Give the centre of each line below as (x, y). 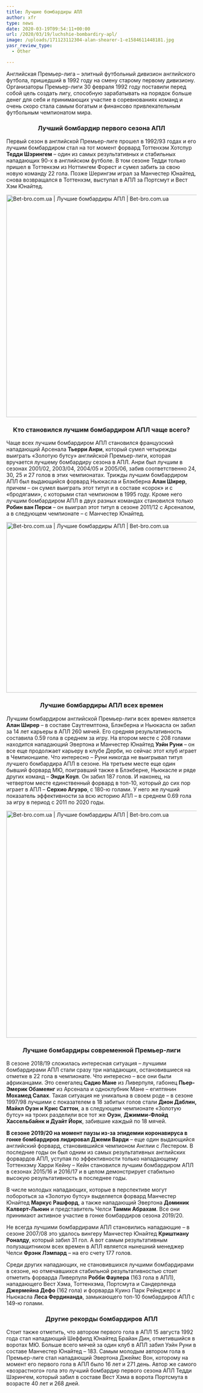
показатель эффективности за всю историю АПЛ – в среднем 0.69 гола (99, 795)
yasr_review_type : (29, 46)
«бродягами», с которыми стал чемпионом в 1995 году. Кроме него (94, 495)
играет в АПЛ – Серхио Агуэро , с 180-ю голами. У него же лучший (93, 789)
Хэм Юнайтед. (25, 186)
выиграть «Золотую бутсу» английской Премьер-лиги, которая (89, 456)
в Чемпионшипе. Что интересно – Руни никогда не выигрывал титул (95, 757)
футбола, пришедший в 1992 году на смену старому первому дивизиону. (101, 80)
